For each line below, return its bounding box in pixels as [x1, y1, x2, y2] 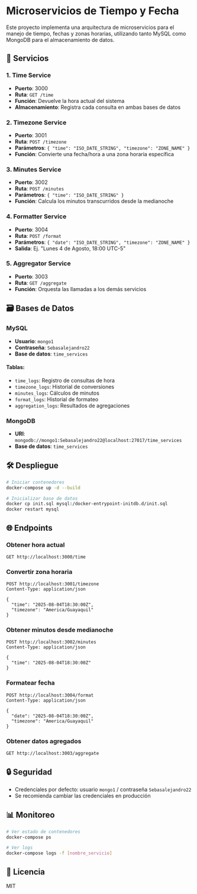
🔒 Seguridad [6, 767, 52, 777]
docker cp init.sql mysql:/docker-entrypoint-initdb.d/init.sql [6, 501, 168, 507]
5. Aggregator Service [6, 259, 71, 267]
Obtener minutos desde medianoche [6, 626, 114, 634]
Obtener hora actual [6, 540, 65, 548]
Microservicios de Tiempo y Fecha [6, 4, 179, 18]
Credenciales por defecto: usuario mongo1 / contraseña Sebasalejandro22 [14, 786, 192, 793]
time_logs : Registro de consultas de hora [14, 377, 115, 384]
